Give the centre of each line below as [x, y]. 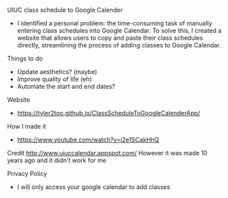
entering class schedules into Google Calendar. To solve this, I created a [119, 31]
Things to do [25, 58]
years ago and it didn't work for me [57, 160]
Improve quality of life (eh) [55, 79]
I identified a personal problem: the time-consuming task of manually [115, 23]
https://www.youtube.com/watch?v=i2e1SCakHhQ [88, 140]
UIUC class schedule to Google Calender [65, 10]
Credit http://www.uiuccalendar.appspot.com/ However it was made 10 [107, 153]
